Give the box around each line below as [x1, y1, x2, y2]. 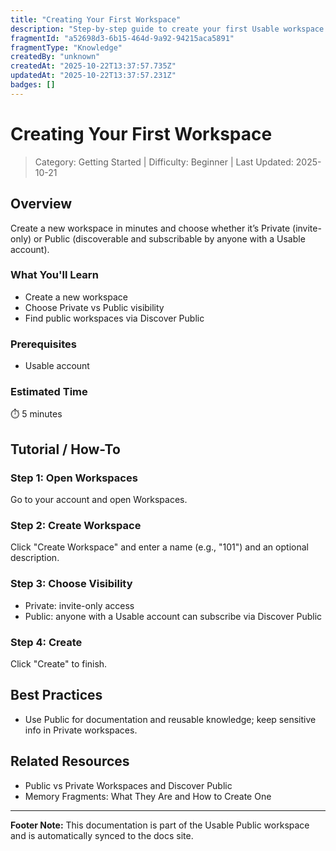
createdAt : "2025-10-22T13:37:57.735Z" [10, 61, 177, 71]
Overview [10, 196, 73, 213]
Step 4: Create [10, 635, 83, 649]
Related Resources [10, 753, 130, 770]
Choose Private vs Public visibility [24, 301, 165, 313]
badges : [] [10, 80, 56, 90]
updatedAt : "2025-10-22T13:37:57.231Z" [10, 71, 177, 81]
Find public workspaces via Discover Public [24, 312, 205, 324]
